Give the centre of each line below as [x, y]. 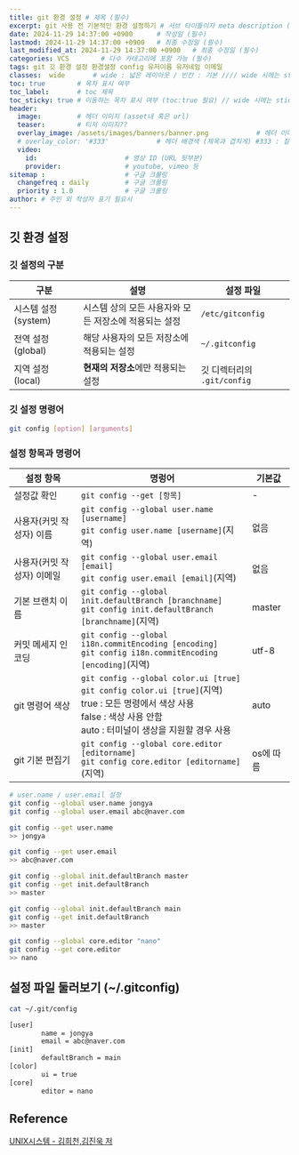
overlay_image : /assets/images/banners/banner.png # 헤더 [147, 133]
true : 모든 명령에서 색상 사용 [138, 703]
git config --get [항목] [132, 496]
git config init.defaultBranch [147, 610]
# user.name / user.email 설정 [65, 795]
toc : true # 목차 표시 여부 [70, 84]
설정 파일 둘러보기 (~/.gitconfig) [95, 988]
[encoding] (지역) [116, 665]
